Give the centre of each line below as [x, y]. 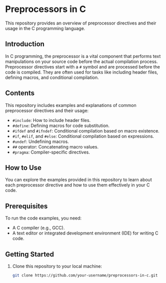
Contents [20, 93]
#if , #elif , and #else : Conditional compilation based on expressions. [83, 136]
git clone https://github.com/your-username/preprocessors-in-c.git [85, 275]
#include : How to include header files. [51, 120]
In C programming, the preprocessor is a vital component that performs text [83, 56]
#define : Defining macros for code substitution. [61, 125]
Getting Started [30, 254]
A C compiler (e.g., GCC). [38, 228]
